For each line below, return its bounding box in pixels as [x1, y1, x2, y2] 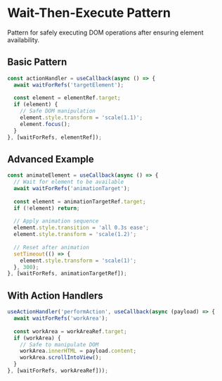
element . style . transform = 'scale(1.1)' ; [20, 114, 143, 121]
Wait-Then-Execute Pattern [7, 5, 171, 21]
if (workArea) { [13, 335, 61, 342]
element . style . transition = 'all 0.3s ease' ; [13, 224, 150, 232]
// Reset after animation [13, 244, 90, 251]
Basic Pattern [7, 56, 67, 68]
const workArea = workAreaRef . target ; [13, 327, 128, 335]
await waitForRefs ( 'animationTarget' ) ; [13, 185, 131, 192]
